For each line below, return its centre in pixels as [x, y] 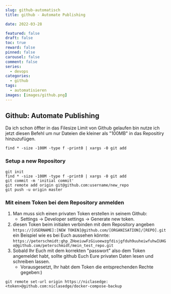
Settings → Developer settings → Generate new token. [77, 219]
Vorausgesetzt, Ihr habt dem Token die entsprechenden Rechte [87, 267]
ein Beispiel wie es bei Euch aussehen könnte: [61, 235]
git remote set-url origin [34, 282]
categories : [18, 76]
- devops [19, 71]
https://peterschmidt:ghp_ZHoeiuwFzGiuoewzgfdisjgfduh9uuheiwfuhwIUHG [89, 241]
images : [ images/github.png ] [36, 95]
